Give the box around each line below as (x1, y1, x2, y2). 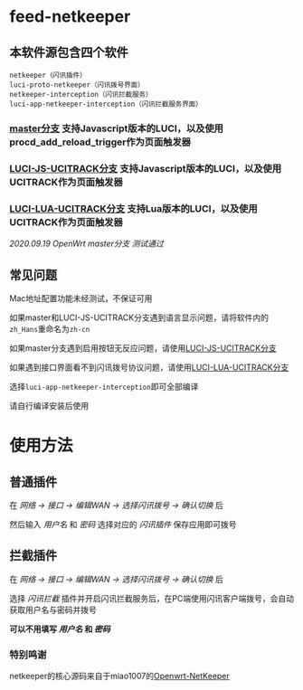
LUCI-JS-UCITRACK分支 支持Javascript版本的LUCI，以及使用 (9, 162, 282, 175)
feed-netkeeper (9, 6, 131, 27)
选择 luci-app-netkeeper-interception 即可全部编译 (9, 381, 199, 392)
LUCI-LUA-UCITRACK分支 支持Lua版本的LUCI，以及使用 (9, 202, 258, 214)
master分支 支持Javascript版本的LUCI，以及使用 (9, 122, 224, 135)
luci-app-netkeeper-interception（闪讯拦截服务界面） (9, 99, 203, 109)
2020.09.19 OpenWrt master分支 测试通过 (9, 238, 165, 250)
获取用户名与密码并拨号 (9, 604, 97, 615)
